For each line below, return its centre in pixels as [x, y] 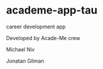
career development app [36, 27]
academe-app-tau [52, 10]
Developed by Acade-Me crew [43, 38]
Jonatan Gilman [25, 61]
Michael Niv [21, 49]
